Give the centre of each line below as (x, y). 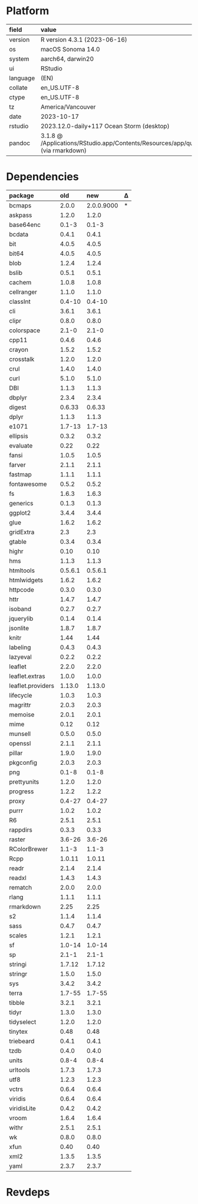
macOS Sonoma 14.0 (70, 49)
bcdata (19, 234)
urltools (20, 1070)
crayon (19, 349)
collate (18, 87)
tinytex (19, 1031)
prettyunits (24, 781)
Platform (28, 11)
